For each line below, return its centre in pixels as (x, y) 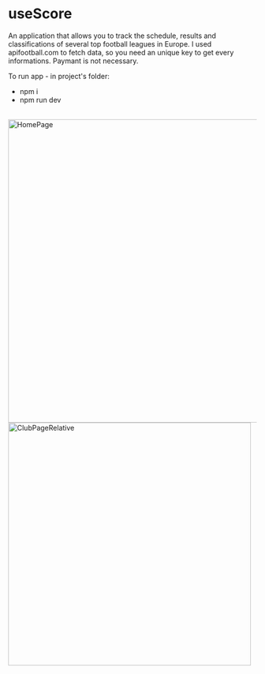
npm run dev (40, 100)
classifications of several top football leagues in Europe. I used (110, 43)
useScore (40, 14)
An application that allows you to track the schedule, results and (112, 36)
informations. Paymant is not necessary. (73, 61)
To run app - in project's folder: (59, 76)
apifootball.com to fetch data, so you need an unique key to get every (121, 52)
